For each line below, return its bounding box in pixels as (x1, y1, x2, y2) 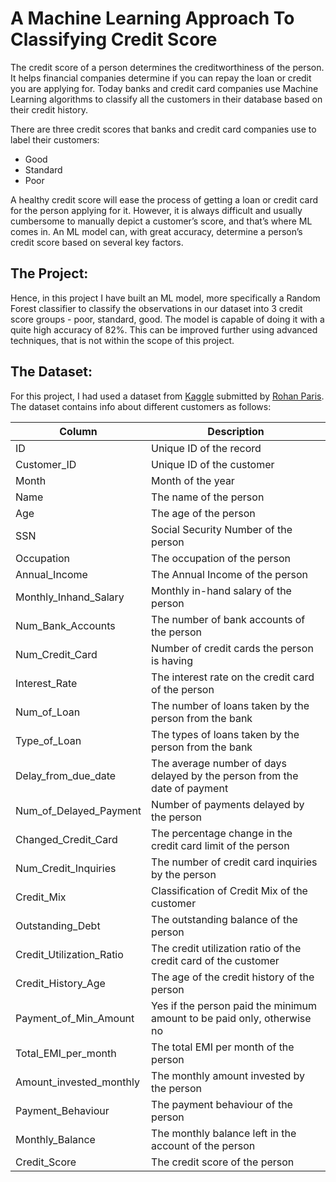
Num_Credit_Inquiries (15, 861, 117, 875)
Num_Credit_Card (15, 647, 98, 661)
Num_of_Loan (15, 705, 81, 719)
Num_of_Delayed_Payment (15, 803, 142, 817)
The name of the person (151, 490, 265, 504)
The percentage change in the (151, 826, 293, 840)
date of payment (151, 781, 229, 795)
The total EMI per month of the (151, 1040, 295, 1054)
